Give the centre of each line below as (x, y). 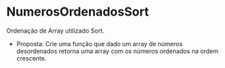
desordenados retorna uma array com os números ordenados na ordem (117, 51)
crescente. (31, 58)
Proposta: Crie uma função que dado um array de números (99, 44)
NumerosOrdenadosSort (78, 12)
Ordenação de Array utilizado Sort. (55, 31)
